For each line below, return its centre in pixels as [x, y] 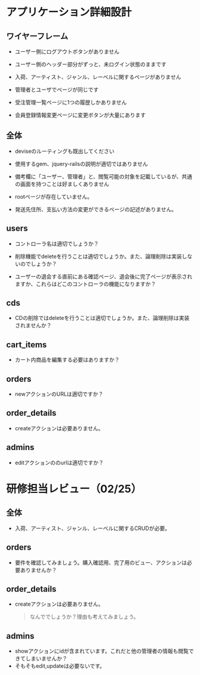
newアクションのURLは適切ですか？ [59, 394]
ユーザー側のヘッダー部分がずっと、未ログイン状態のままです [90, 64]
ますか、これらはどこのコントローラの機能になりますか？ [85, 283]
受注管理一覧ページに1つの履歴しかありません [71, 102]
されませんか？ [33, 325]
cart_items [27, 345]
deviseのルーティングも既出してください [64, 151]
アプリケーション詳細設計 [69, 12]
